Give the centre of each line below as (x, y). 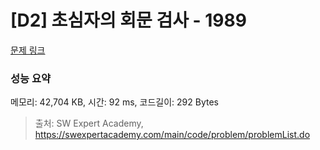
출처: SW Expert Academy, (89, 123)
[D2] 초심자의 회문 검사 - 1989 (128, 20)
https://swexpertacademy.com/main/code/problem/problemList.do (172, 135)
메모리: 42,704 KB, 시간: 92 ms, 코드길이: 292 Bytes (115, 102)
